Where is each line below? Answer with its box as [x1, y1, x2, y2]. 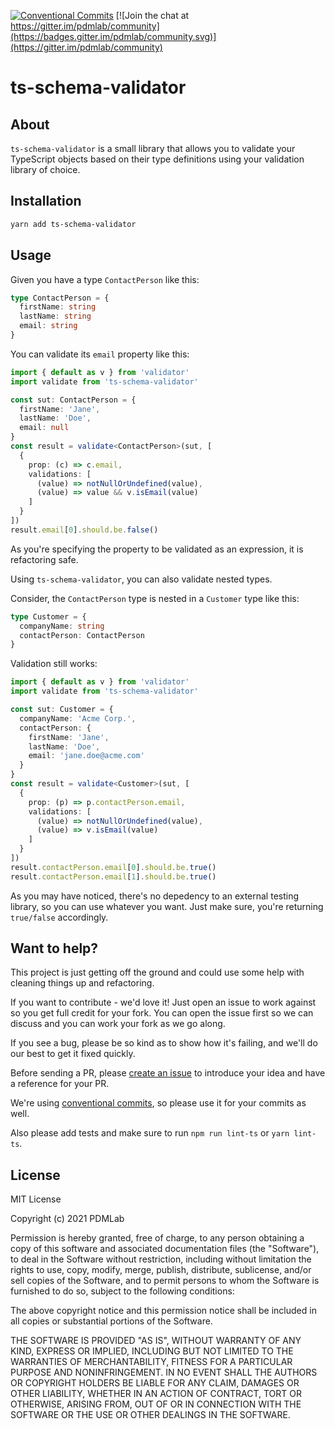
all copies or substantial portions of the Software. [10, 1315, 213, 1327]
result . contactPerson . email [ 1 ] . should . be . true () [10, 871, 217, 882]
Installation [10, 193, 82, 210]
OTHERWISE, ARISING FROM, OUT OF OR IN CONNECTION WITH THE [10, 1398, 302, 1410]
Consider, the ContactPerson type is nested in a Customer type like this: [10, 592, 300, 604]
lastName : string [19, 311, 92, 322]
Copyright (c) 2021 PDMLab [10, 1213, 125, 1225]
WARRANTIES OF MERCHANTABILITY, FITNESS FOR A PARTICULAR [10, 1356, 293, 1368]
